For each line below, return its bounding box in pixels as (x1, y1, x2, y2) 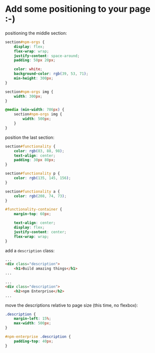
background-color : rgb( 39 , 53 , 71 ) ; (14, 71, 89, 77)
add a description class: (5, 247, 55, 253)
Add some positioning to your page (5, 3, 151, 15)
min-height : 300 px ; (14, 76, 54, 81)
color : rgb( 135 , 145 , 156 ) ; (14, 176, 71, 181)
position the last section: (5, 134, 55, 140)
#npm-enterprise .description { (5, 334, 71, 339)
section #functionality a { (5, 189, 60, 194)
